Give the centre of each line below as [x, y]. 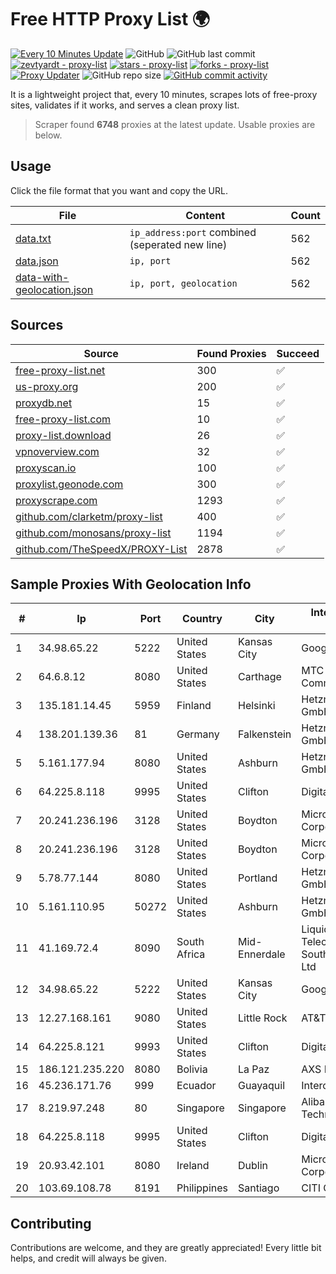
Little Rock [263, 1018]
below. [48, 135]
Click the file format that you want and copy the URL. [119, 190]
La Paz [254, 1069]
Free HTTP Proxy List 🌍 [110, 19]
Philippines [202, 1188]
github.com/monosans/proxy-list [93, 533]
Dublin [253, 1166]
